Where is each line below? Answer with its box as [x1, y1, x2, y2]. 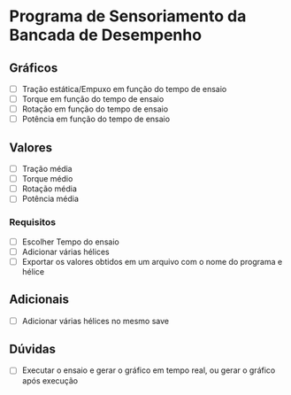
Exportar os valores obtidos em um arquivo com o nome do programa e [21, 256, 283, 267]
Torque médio [21, 174, 73, 184]
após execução [21, 375, 78, 386]
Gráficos [9, 60, 58, 75]
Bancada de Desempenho [9, 25, 202, 45]
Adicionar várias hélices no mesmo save [21, 315, 170, 326]
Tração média [21, 164, 73, 174]
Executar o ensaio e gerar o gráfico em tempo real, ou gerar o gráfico [21, 365, 276, 376]
